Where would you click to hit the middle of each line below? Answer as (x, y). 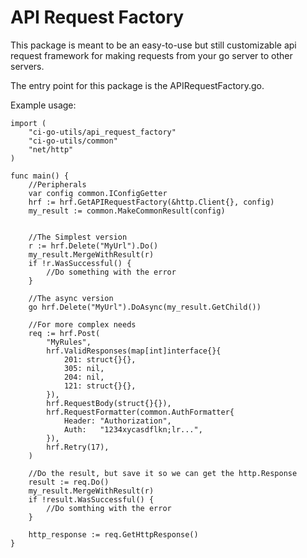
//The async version (71, 298)
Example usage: (43, 105)
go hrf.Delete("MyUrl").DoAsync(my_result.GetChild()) (145, 307)
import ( (28, 123)
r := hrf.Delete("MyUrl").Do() (93, 246)
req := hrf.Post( (64, 333)
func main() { (40, 176)
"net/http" (51, 149)
